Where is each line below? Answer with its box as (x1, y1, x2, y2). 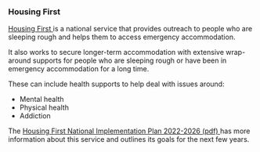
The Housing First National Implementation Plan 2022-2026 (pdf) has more (8, 126, 251, 136)
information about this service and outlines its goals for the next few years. (8, 135, 250, 144)
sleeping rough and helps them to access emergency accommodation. (8, 32, 236, 42)
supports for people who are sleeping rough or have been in (32, 56, 227, 65)
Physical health (19, 103, 69, 112)
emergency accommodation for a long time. (8, 64, 150, 74)
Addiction (19, 111, 51, 121)
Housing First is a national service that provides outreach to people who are (8, 24, 253, 34)
